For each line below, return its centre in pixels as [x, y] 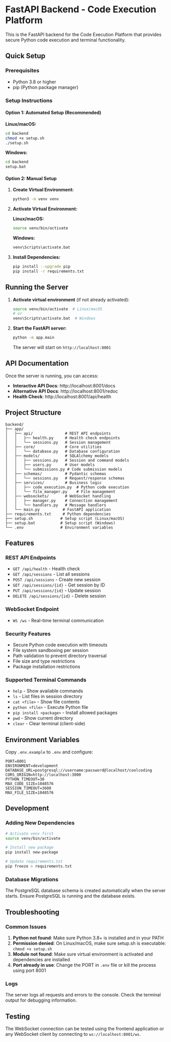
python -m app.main [34, 338]
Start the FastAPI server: [40, 328]
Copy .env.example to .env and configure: [49, 752]
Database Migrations [32, 879]
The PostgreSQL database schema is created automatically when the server [85, 891]
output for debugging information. [41, 1000]
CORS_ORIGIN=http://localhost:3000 [43, 775]
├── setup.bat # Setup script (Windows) [60, 523]
